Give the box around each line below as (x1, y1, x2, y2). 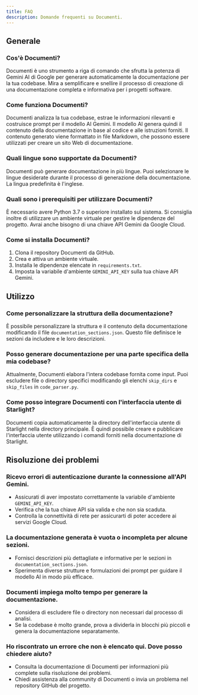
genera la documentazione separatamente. (14, 628, 120, 635)
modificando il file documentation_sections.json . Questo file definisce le (6, 329, 181, 336)
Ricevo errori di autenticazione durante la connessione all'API (6, 473, 187, 481)
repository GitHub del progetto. (14, 682, 91, 689)
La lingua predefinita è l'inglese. (6, 180, 84, 187)
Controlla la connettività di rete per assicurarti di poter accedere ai (14, 512, 177, 519)
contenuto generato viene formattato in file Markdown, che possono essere (6, 133, 190, 140)
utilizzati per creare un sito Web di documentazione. (6, 140, 133, 147)
